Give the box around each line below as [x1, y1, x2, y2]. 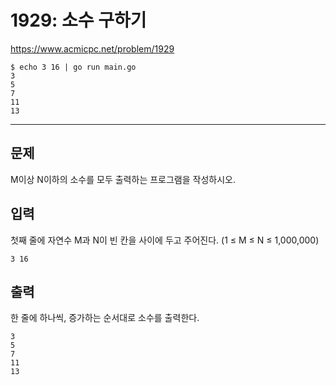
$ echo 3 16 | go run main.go [10, 62, 137, 72]
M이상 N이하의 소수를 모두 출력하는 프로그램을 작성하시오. [10, 173, 236, 185]
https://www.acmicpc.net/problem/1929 [10, 42, 175, 55]
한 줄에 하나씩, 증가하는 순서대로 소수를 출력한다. [10, 312, 200, 324]
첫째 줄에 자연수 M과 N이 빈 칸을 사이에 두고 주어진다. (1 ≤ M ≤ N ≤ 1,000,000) [10, 234, 320, 246]
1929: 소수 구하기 [10, 9, 147, 32]
